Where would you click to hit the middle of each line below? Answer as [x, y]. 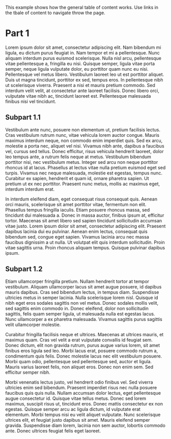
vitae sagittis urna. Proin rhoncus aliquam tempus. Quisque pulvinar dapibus [85, 247]
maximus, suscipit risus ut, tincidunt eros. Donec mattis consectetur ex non [84, 403]
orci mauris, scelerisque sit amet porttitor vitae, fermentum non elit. [76, 204]
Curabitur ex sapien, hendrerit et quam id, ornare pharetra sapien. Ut [77, 178]
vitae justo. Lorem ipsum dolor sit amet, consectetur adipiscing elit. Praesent [85, 226]
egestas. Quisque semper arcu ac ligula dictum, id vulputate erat [73, 409]
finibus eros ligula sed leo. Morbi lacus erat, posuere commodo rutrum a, [82, 350]
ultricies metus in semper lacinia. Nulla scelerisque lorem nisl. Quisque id [82, 298]
